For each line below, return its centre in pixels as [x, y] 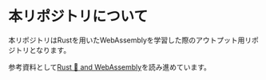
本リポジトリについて [78, 16]
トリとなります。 [43, 50]
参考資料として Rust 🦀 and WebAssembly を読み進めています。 [110, 67]
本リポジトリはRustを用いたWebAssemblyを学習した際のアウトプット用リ [130, 40]
